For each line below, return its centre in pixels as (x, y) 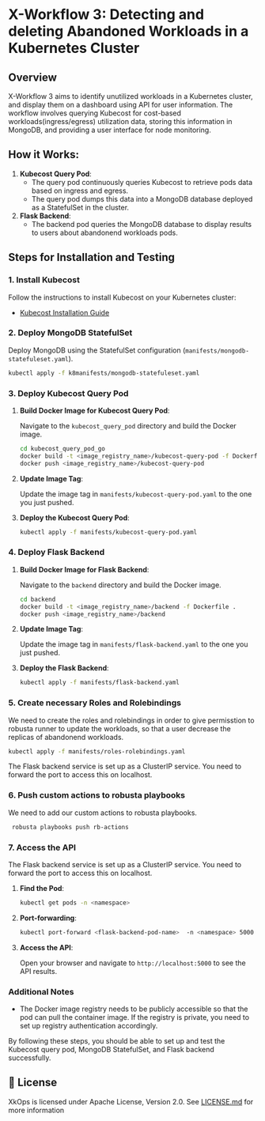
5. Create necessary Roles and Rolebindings (95, 703)
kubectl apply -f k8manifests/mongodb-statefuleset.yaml (104, 373)
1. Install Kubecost (44, 280)
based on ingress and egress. (80, 191)
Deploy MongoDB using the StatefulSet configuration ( (97, 350)
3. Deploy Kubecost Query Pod (68, 393)
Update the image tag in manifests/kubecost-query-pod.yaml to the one (136, 494)
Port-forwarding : (48, 918)
